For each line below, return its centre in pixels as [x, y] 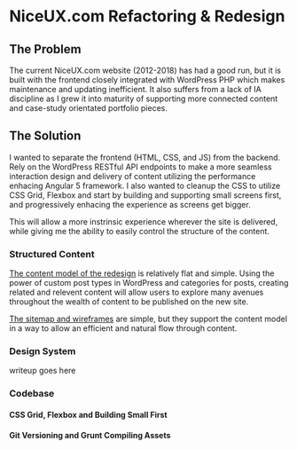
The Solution [45, 136]
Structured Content [52, 254]
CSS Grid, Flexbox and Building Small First [88, 414]
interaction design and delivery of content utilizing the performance [133, 176]
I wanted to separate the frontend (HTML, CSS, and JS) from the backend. [145, 157]
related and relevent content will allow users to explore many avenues [137, 292]
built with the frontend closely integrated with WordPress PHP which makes [147, 80]
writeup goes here [43, 371]
